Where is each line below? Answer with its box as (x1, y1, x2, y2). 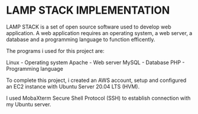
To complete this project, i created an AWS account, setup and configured (6, 77, 187, 84)
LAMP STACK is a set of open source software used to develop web (6, 23, 171, 30)
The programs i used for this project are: (6, 47, 105, 54)
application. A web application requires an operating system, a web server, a (6, 29, 193, 36)
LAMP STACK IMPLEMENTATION (6, 4, 170, 17)
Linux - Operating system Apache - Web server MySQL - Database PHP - (6, 59, 185, 66)
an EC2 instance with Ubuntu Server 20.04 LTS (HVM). (6, 83, 140, 90)
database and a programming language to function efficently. (6, 36, 155, 43)
